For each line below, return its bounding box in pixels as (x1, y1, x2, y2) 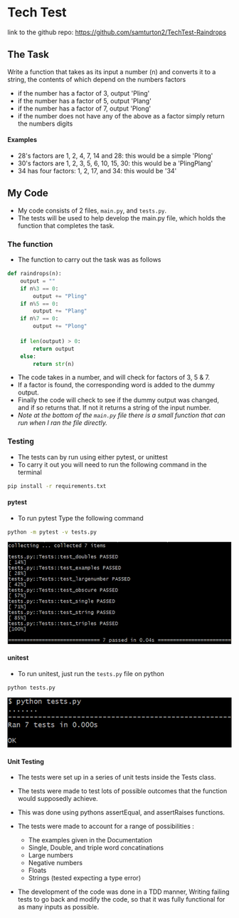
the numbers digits (17, 119, 73, 128)
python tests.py (7, 684, 55, 691)
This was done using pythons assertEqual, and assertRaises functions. (17, 808, 225, 817)
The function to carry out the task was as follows (17, 255, 161, 264)
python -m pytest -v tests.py (7, 529, 97, 536)
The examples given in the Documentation (28, 836, 153, 845)
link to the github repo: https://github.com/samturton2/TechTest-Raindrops (7, 28, 226, 36)
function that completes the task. (17, 221, 115, 230)
